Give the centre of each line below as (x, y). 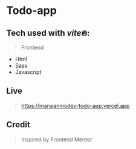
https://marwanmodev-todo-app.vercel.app (75, 105)
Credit (18, 125)
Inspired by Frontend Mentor (57, 139)
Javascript (28, 72)
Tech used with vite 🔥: (48, 33)
